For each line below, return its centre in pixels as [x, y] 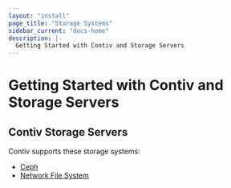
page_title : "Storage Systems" [61, 23]
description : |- [35, 38]
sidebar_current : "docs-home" [59, 31]
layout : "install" [39, 16]
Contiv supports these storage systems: [74, 151]
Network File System [55, 176]
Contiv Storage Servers [68, 132]
